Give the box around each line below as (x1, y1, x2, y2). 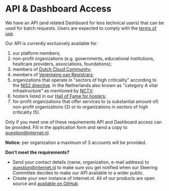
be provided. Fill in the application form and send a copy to (5, 124, 128, 130)
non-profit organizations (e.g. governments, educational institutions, (12, 55, 155, 61)
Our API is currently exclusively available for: (5, 40, 98, 46)
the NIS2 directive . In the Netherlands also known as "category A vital (12, 82, 158, 88)
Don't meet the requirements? (5, 149, 70, 155)
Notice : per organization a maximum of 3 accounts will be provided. (5, 139, 147, 146)
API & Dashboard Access (5, 3, 112, 15)
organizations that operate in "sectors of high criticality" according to (12, 77, 157, 83)
